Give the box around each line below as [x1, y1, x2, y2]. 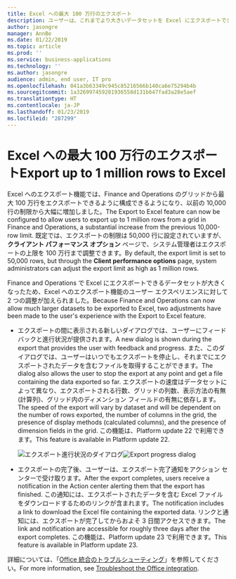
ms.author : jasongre [7, 69, 68, 76]
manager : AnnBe [7, 30, 52, 37]
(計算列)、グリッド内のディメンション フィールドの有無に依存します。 [17, 395, 220, 403]
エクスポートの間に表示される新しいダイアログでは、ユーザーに [17, 326, 202, 334]
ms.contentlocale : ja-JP [7, 102, 80, 109]
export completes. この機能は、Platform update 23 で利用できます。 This [17, 533, 227, 541]
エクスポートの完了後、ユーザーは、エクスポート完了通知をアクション [17, 465, 220, 473]
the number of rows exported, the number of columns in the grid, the [17, 410, 217, 419]
